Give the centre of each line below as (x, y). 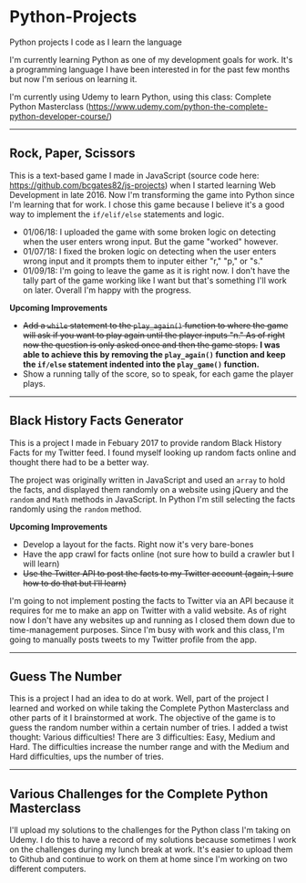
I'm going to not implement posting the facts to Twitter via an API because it (152, 600)
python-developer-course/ (59, 116)
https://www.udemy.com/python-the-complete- (178, 106)
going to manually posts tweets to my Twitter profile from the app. (133, 639)
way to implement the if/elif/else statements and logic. (117, 214)
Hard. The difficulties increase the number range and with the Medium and (149, 747)
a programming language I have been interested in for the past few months (150, 69)
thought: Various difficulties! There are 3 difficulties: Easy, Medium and (143, 737)
